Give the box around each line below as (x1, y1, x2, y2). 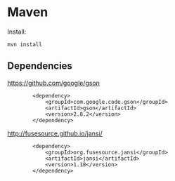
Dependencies (7, 60, 72, 72)
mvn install (7, 41, 42, 48)
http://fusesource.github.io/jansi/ (7, 129, 103, 138)
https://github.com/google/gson (7, 79, 101, 87)
